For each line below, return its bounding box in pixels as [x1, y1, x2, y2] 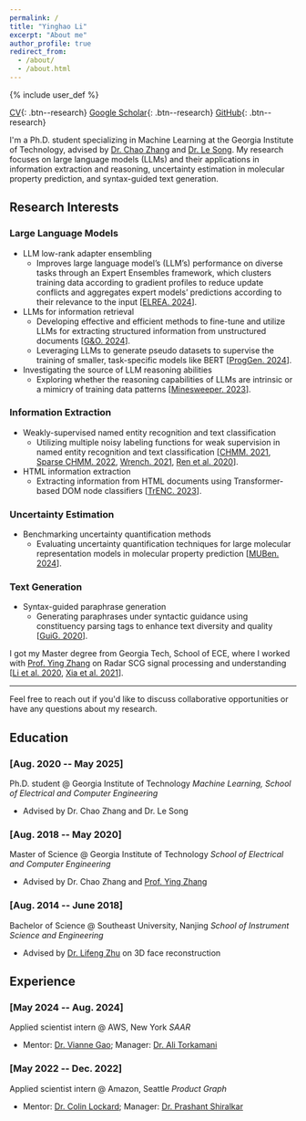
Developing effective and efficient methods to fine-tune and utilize [36, 316, 286, 327]
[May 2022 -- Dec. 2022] [9, 1063, 123, 1075]
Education [9, 729, 69, 745]
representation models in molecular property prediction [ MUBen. [36, 549, 280, 560]
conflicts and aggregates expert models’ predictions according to [36, 287, 282, 298]
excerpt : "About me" [9, 30, 88, 39]
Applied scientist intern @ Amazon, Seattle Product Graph [9, 1083, 228, 1094]
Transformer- [233, 476, 284, 487]
